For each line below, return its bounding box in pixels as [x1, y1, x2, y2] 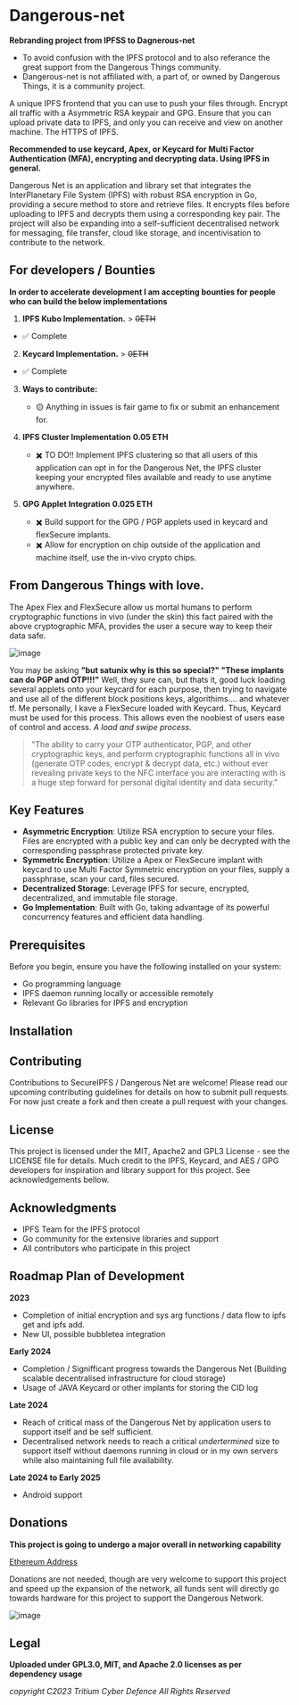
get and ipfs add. [21, 1318, 85, 1330]
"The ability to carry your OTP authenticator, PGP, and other [30, 738, 252, 750]
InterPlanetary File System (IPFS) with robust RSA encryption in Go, [9, 189, 257, 200]
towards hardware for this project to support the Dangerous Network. [9, 1593, 265, 1603]
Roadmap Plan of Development [9, 1268, 185, 1284]
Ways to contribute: [21, 383, 98, 394]
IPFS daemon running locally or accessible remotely [21, 988, 214, 999]
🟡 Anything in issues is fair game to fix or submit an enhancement [35, 401, 280, 412]
